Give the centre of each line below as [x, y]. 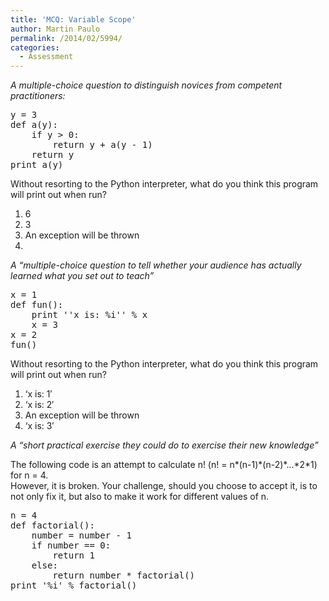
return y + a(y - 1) [102, 145]
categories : [35, 47]
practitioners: [38, 96]
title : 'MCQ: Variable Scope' [73, 19]
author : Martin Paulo [55, 29]
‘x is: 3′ [39, 426]
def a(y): [34, 125]
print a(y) [37, 165]
